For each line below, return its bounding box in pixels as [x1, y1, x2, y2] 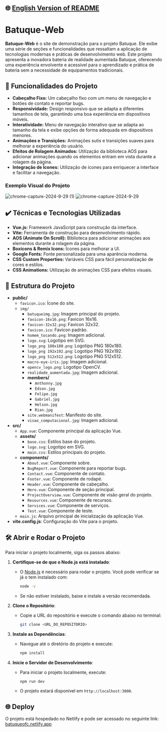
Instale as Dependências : [12, 631, 66, 637]
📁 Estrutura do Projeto [5, 282, 75, 290]
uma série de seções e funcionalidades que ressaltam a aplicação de [5, 46, 148, 52]
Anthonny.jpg [34, 381, 62, 386]
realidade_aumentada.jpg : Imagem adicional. [27, 369, 119, 375]
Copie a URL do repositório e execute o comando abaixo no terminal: [19, 612, 162, 618]
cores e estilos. [12, 262, 44, 268]
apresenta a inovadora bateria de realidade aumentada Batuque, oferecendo [5, 57, 163, 63]
